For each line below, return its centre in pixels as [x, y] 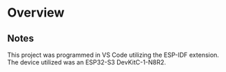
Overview [36, 13]
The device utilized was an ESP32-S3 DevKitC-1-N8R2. [86, 62]
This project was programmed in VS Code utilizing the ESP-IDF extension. [113, 55]
